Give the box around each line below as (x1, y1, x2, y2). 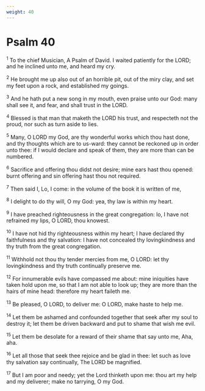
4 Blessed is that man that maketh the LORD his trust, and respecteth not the (6, 113, 198, 122)
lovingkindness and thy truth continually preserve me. (6, 262, 142, 269)
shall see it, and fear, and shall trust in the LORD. (6, 101, 128, 108)
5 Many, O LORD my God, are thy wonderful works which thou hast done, (6, 132, 190, 141)
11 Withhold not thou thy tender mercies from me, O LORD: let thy (6, 255, 170, 262)
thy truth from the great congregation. (6, 243, 102, 250)
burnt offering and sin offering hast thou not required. (6, 172, 141, 180)
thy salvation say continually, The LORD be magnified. (6, 359, 142, 366)
